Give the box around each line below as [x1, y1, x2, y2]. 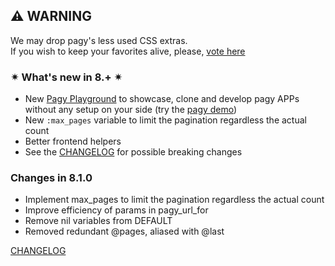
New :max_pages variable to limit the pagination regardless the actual [24, 114, 307, 126]
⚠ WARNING [10, 8, 92, 25]
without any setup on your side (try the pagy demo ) [24, 104, 238, 116]
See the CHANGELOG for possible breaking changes [24, 146, 243, 158]
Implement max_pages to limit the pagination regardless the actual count [24, 194, 325, 206]
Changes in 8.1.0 [10, 171, 93, 185]
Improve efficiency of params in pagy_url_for [24, 204, 209, 216]
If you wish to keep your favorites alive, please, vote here [10, 45, 246, 57]
